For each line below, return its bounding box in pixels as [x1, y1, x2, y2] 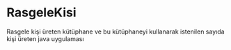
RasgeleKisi [6, 5, 77, 21]
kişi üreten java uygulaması [6, 34, 84, 42]
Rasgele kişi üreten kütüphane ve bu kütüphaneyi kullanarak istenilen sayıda [6, 27, 225, 36]
